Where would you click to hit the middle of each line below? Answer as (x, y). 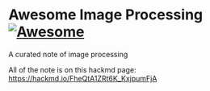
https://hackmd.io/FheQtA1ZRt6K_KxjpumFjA (83, 78)
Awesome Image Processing (106, 15)
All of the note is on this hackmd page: (72, 69)
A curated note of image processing (68, 54)
